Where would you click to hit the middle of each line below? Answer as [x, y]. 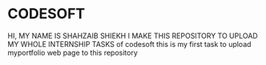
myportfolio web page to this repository [73, 52]
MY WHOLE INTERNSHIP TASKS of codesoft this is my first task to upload [129, 44]
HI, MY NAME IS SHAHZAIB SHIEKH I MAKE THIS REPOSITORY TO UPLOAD [133, 36]
